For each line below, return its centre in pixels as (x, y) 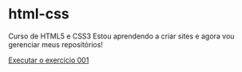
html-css (39, 14)
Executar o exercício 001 (49, 60)
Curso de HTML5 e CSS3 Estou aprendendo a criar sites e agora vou (121, 36)
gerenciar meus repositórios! (56, 44)
